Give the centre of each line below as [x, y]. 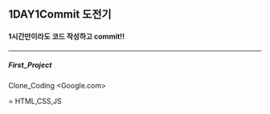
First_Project [30, 65]
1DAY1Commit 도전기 [60, 14]
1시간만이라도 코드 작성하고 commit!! [67, 36]
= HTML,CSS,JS [35, 101]
